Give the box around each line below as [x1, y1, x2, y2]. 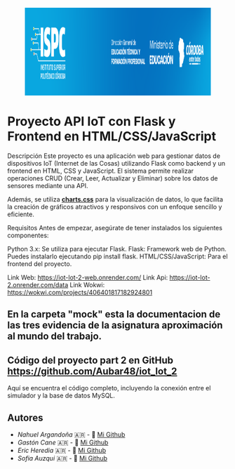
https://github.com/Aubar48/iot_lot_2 [7, 365, 177, 377]
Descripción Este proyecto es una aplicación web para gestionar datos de [7, 152, 221, 160]
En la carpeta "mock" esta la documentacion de [7, 308, 221, 320]
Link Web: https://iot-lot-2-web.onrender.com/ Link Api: [7, 273, 168, 282]
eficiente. [7, 210, 35, 218]
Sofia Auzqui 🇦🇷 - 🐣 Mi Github [17, 454, 107, 462]
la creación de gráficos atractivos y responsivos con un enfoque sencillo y [7, 202, 222, 211]
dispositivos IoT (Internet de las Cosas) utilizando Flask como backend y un [7, 159, 226, 167]
